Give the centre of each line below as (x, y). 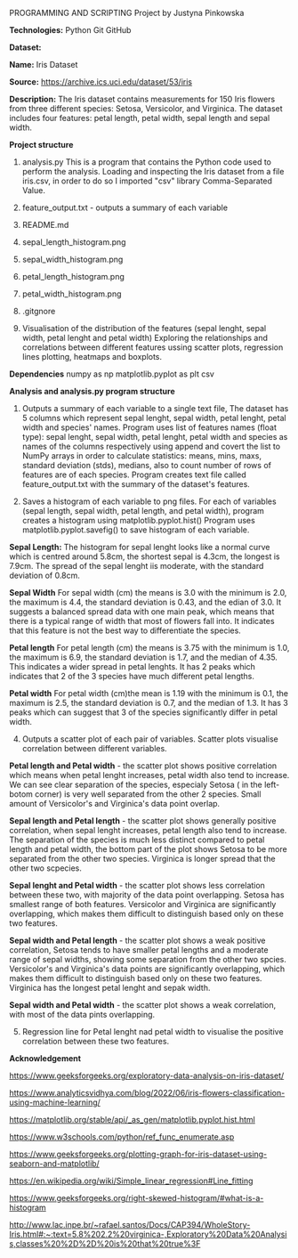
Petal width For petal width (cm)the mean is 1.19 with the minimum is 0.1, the (149, 693)
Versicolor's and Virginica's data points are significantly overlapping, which (147, 969)
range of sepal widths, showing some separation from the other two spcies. (148, 959)
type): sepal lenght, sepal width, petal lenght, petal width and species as (155, 437)
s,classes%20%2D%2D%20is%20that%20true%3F (105, 1244)
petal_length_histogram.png (73, 276)
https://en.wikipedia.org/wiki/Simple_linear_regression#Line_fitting (131, 1181)
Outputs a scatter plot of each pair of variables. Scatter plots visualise (150, 739)
